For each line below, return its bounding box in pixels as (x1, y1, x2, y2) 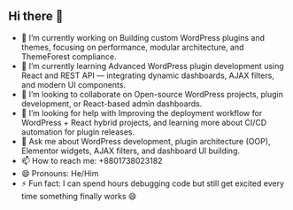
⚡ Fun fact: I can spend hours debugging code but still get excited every (20, 178, 285, 189)
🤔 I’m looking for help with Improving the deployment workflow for (20, 107, 263, 118)
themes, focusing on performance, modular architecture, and (20, 42, 244, 52)
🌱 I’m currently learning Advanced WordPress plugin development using (20, 60, 284, 71)
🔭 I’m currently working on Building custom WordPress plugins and (20, 32, 266, 43)
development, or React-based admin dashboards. (20, 98, 203, 109)
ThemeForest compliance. (20, 51, 117, 62)
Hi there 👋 (8, 9, 64, 24)
